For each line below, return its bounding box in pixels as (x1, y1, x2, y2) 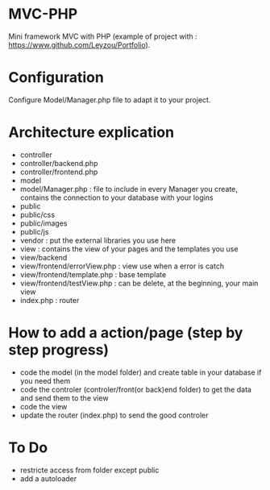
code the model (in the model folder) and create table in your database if (19, 367, 262, 377)
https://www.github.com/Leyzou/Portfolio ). (8, 39, 151, 49)
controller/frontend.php (19, 167, 98, 176)
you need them (19, 376, 71, 385)
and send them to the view (19, 392, 109, 403)
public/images (19, 218, 68, 228)
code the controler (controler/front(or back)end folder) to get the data (19, 384, 252, 394)
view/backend (19, 252, 68, 262)
